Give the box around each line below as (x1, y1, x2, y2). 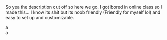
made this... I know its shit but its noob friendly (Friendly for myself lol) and (5, 9, 161, 15)
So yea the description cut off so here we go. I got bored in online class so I (5, 4, 162, 10)
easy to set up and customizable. (5, 15, 74, 20)
